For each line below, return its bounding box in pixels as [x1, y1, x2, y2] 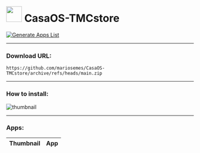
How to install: [6, 90, 49, 98]
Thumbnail [9, 139, 40, 147]
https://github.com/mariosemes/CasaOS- [6, 65, 105, 71]
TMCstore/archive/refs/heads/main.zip [6, 70, 102, 77]
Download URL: [6, 51, 52, 60]
